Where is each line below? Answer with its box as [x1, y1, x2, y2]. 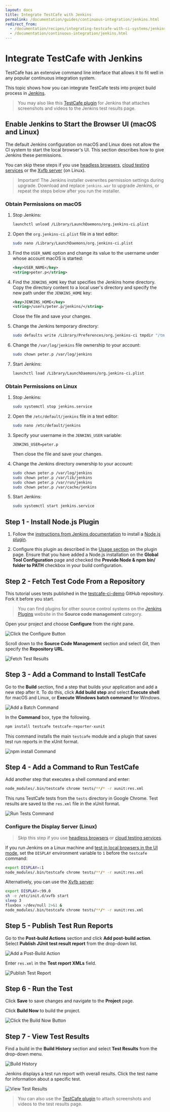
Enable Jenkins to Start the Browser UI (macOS [5, 120, 157, 129]
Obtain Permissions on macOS [5, 201, 82, 208]
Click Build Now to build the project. [5, 1008, 81, 1014]
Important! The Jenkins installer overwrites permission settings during [17, 177, 164, 183]
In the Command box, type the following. [5, 714, 91, 720]
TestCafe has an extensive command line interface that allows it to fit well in [5, 69, 163, 75]
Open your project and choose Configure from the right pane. [5, 621, 135, 627]
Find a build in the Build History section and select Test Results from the [5, 1046, 158, 1052]
